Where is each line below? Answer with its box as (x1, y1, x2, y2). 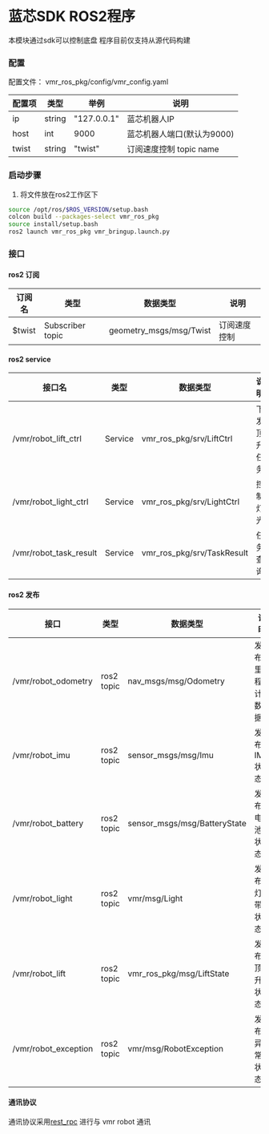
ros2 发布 (8, 590, 40, 599)
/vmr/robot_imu (12, 749, 70, 761)
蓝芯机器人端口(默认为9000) (126, 129, 235, 140)
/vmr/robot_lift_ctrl (12, 434, 82, 445)
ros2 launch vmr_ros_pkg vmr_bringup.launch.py (8, 228, 171, 236)
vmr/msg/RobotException (127, 1043, 224, 1054)
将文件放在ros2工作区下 (19, 189, 98, 199)
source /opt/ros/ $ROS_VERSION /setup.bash (8, 205, 149, 213)
